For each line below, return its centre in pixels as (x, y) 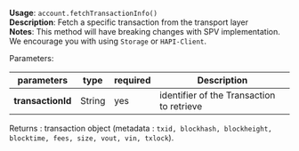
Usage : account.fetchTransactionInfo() (84, 13)
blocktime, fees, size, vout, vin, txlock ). (92, 138)
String (93, 101)
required (133, 80)
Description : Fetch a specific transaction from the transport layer (129, 22)
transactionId (43, 101)
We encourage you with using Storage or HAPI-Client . (108, 41)
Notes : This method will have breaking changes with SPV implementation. (145, 32)
